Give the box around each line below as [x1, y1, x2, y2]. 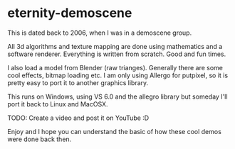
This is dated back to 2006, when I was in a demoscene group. [7, 28, 192, 37]
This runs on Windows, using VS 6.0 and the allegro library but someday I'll [7, 92, 228, 101]
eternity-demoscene [7, 5, 132, 21]
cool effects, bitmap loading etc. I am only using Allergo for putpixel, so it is [7, 71, 229, 79]
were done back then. [7, 135, 72, 143]
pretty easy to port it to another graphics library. [7, 78, 149, 87]
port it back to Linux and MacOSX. [7, 99, 108, 108]
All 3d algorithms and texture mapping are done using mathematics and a [7, 42, 223, 50]
